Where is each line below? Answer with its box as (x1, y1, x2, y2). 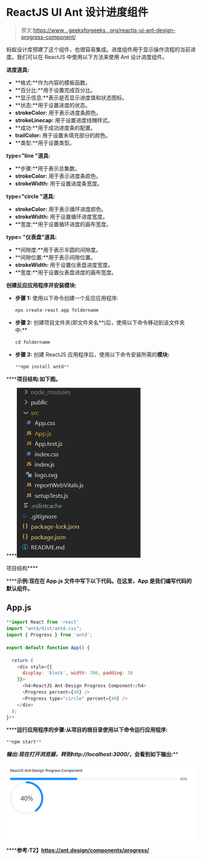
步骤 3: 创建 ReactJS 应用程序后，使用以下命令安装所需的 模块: (14, 351, 170, 358)
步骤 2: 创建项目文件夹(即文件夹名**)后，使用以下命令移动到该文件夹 (14, 319, 185, 326)
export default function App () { (6, 644, 90, 651)
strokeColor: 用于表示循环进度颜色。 (14, 206, 107, 213)
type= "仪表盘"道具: (6, 233, 57, 240)
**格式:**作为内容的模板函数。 (14, 79, 91, 86)
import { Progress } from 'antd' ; (6, 632, 93, 638)
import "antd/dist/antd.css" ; (6, 626, 82, 632)
